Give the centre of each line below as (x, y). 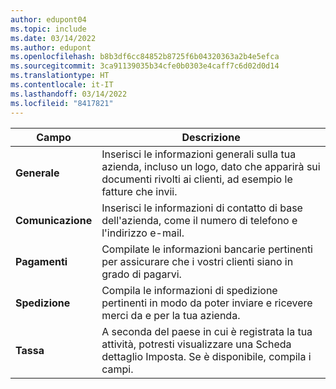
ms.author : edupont (51, 47)
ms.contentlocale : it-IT (62, 85)
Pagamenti (41, 261)
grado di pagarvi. (141, 274)
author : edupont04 (48, 19)
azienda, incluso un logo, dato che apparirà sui (211, 166)
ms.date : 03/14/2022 (53, 38)
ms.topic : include (48, 29)
